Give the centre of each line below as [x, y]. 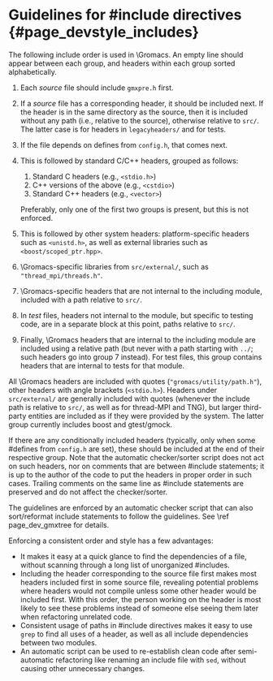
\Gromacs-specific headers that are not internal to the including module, [141, 291]
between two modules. [58, 642]
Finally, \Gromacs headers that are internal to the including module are [138, 339]
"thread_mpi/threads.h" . [61, 275]
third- [253, 407]
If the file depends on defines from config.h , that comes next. [124, 144]
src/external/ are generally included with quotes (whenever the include [129, 399]
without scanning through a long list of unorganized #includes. [125, 565]
